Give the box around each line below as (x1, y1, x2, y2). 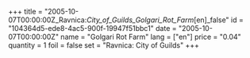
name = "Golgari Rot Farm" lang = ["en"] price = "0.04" (60, 32, 242, 41)
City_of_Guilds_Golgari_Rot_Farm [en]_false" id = (86, 15, 244, 25)
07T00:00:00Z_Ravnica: (8, 15, 87, 25)
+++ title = (8, 7, 44, 16)
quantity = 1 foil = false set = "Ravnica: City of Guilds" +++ (8, 41, 200, 50)
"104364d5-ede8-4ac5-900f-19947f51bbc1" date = (8, 24, 177, 33)
